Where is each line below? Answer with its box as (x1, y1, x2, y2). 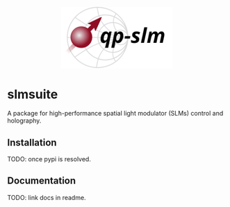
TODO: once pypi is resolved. (7, 155, 92, 163)
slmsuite (7, 87, 58, 102)
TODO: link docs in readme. (7, 193, 86, 201)
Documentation (7, 175, 76, 187)
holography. (7, 116, 42, 125)
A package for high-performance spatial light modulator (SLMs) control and (7, 109, 224, 118)
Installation (7, 136, 57, 148)
